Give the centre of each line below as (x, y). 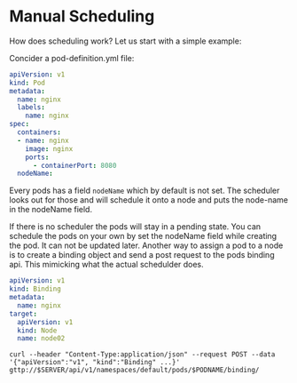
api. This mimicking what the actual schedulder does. (106, 265)
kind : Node (37, 331)
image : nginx (49, 148)
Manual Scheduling (82, 16)
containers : (39, 132)
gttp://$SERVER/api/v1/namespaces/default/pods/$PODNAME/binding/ (134, 371)
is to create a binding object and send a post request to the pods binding (142, 255)
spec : (19, 124)
